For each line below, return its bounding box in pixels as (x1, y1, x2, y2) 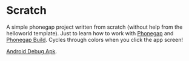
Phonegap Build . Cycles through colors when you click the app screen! (6, 36, 184, 43)
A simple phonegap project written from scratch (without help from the (6, 23, 183, 30)
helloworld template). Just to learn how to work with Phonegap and (6, 29, 174, 36)
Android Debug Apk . (6, 47, 58, 54)
